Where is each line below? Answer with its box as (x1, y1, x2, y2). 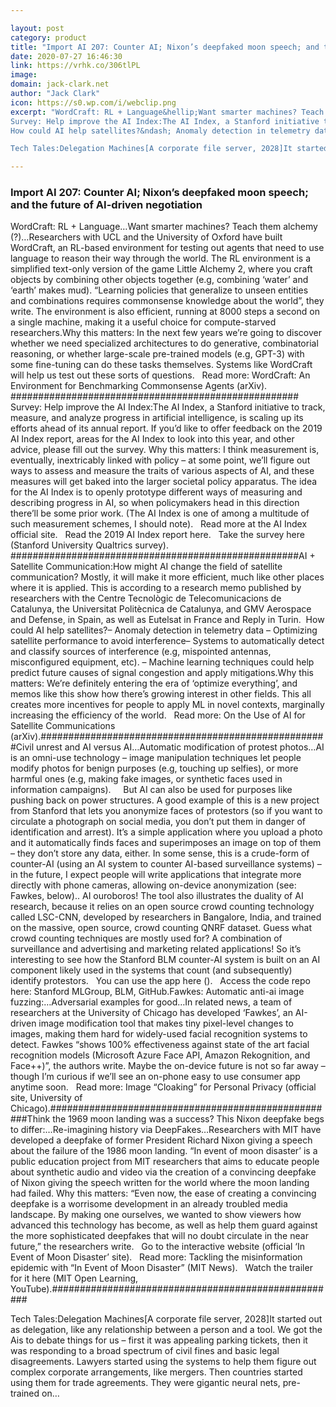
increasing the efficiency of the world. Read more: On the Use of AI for (10, 709, 306, 721)
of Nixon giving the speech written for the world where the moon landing (10, 1177, 310, 1189)
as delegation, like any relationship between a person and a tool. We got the (10, 1324, 323, 1336)
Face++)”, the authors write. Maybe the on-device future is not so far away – (10, 1060, 326, 1072)
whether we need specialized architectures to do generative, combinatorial (10, 337, 319, 350)
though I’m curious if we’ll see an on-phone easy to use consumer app (10, 1071, 301, 1083)
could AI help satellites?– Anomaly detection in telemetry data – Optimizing (10, 624, 318, 636)
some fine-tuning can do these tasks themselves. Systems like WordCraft (10, 359, 313, 371)
